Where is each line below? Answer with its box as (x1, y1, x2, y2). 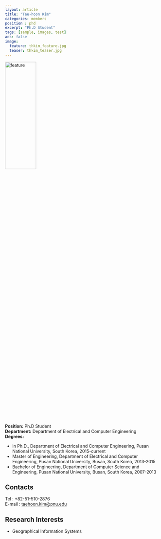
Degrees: (5, 433, 24, 439)
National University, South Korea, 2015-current (12, 448, 106, 454)
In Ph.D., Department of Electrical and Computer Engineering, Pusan (12, 443, 149, 449)
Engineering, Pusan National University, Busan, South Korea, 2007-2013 (12, 469, 157, 474)
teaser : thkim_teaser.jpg (9, 48, 62, 53)
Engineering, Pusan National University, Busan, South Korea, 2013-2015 (12, 458, 156, 464)
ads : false (5, 35, 27, 40)
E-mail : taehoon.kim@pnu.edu (5, 501, 67, 507)
